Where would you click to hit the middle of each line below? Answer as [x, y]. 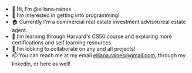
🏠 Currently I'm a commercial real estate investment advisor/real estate [99, 22]
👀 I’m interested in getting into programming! [65, 15]
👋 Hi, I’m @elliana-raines [41, 9]
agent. [19, 30]
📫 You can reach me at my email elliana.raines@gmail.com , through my [99, 55]
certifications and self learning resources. [62, 43]
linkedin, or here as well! [41, 64]
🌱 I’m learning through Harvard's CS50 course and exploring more [92, 36]
